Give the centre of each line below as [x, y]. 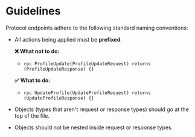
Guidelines [33, 11]
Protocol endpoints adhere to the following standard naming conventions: [97, 28]
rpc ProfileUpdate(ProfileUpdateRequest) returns [87, 64]
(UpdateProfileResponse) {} [59, 98]
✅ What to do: [32, 80]
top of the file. [32, 115]
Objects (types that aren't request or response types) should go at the [102, 109]
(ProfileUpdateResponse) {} [59, 69]
